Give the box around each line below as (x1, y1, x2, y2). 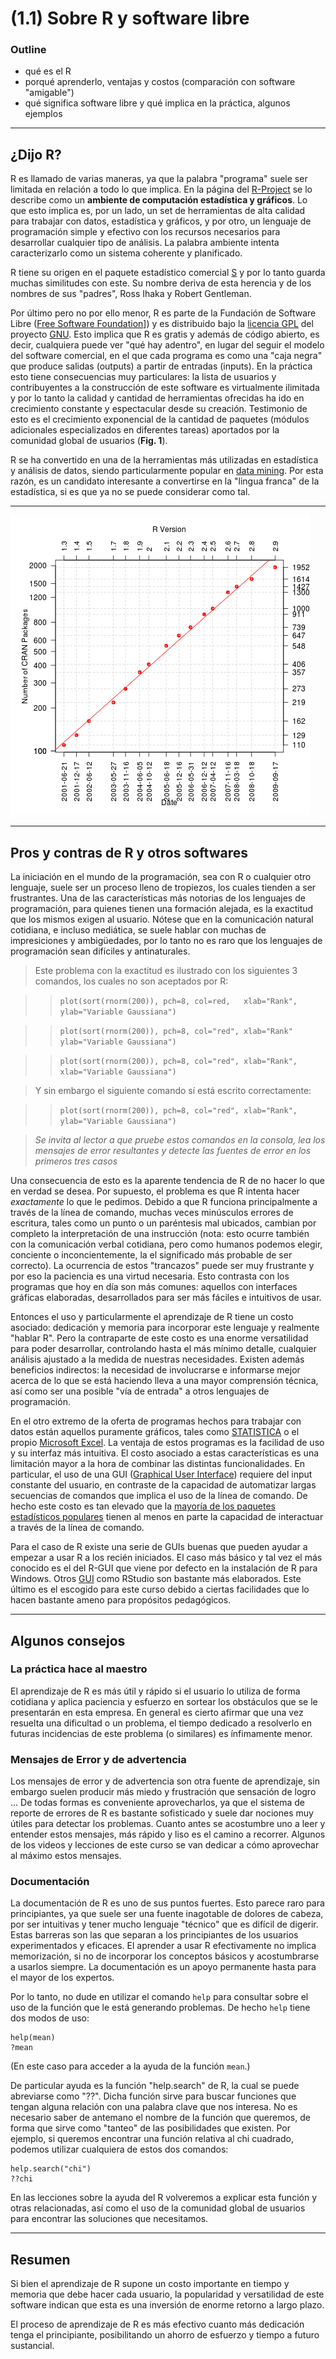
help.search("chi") (10, 2164, 92, 2174)
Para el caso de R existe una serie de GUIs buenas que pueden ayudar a (10, 1541, 308, 1553)
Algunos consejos (10, 1632, 126, 1649)
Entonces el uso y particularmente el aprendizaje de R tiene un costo (10, 1311, 294, 1323)
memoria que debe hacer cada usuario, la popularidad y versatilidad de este (10, 2288, 325, 2301)
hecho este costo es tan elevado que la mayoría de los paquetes (10, 1500, 276, 1512)
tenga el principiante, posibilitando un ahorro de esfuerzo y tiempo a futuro (10, 2329, 320, 2341)
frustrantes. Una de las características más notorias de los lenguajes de (10, 892, 306, 904)
